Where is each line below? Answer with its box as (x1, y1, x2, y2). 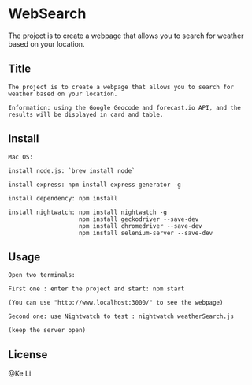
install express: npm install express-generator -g (8, 181, 181, 189)
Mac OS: (8, 153, 34, 161)
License (8, 348, 48, 361)
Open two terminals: (8, 271, 76, 279)
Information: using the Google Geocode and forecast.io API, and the (8, 103, 242, 111)
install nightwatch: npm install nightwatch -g (8, 208, 168, 216)
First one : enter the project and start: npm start (8, 285, 185, 293)
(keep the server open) (8, 327, 87, 335)
